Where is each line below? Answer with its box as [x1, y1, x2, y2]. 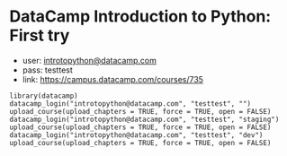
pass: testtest [22, 65, 74, 75]
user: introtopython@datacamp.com [22, 55, 157, 65]
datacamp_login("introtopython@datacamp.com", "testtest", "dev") [9, 130, 264, 140]
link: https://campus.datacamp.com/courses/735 [22, 74, 204, 84]
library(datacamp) [9, 91, 78, 100]
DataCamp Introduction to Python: [9, 6, 272, 27]
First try [9, 25, 70, 46]
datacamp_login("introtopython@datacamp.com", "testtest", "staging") [9, 115, 280, 124]
